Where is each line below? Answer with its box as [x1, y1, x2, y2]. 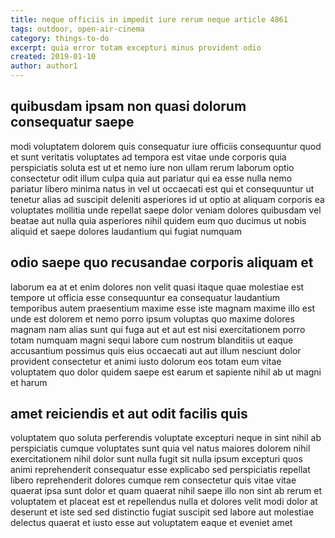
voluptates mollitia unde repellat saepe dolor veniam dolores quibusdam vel [10, 204, 322, 216]
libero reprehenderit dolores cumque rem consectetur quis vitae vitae [10, 474, 297, 486]
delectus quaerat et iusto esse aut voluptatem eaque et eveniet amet [10, 517, 293, 529]
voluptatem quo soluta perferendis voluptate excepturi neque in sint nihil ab [10, 432, 322, 444]
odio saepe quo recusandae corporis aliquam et [10, 254, 314, 271]
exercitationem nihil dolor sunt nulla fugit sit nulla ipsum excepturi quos [10, 453, 303, 465]
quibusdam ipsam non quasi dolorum [10, 98, 247, 115]
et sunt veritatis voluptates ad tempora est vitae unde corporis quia [10, 151, 287, 163]
